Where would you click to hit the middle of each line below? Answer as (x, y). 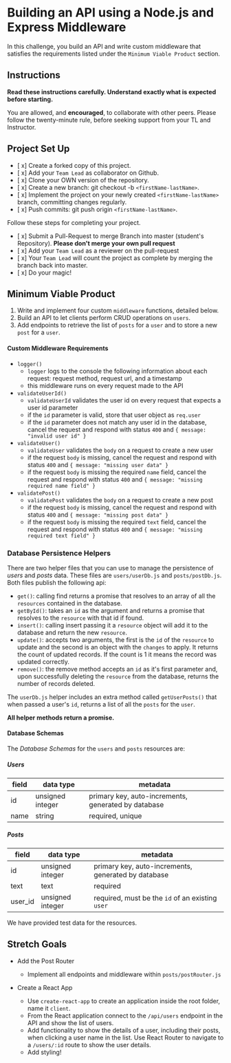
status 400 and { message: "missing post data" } (98, 515)
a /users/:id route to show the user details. (89, 1044)
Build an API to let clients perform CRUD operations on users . (104, 318)
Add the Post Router (46, 960)
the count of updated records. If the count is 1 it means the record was (117, 654)
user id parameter (53, 407)
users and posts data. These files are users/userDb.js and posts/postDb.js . (114, 575)
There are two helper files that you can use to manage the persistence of (110, 568)
